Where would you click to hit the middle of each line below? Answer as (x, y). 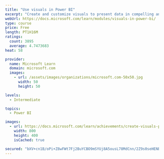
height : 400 (26, 135)
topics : (13, 109)
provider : (15, 59)
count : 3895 (22, 41)
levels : (13, 95)
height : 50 (29, 86)
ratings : (14, 37)
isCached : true (29, 140)
